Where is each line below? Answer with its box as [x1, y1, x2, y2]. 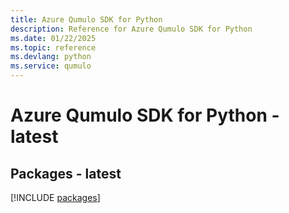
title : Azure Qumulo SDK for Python [10, 14, 163, 25]
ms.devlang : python [10, 52, 92, 62]
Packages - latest [10, 165, 122, 182]
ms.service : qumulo [10, 61, 92, 71]
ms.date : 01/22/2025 [10, 33, 97, 43]
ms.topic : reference [10, 42, 97, 53]
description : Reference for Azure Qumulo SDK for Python [10, 24, 253, 34]
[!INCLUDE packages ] [10, 192, 101, 203]
